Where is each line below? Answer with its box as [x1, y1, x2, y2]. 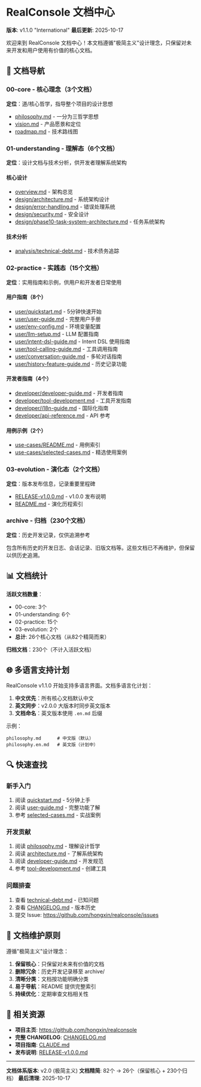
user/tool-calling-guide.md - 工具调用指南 [14, 345, 118, 352]
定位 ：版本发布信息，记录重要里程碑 [6, 480, 96, 487]
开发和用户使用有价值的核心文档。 [11, 46, 96, 54]
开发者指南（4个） [6, 375, 52, 382]
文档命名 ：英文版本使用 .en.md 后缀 [14, 710, 103, 717]
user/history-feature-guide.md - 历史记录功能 [14, 360, 127, 367]
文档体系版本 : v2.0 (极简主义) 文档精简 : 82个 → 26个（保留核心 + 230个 [6, 1067, 182, 1074]
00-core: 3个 [14, 603, 47, 610]
